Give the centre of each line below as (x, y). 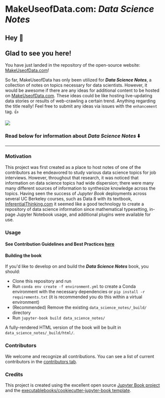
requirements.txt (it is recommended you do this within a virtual (77, 297)
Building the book (23, 255)
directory (21, 313)
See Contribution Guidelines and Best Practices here (60, 244)
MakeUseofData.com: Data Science (80, 9)
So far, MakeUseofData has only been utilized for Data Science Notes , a (78, 80)
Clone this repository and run (42, 281)
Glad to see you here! (38, 53)
